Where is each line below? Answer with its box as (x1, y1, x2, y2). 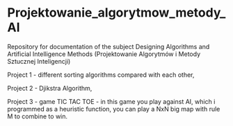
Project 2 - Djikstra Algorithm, (7, 84, 93, 92)
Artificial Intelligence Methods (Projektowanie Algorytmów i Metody (7, 50, 200, 58)
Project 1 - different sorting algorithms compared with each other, (7, 71, 195, 79)
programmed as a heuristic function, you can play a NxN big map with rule (7, 105, 220, 113)
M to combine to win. (7, 112, 68, 120)
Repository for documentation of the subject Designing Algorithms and (7, 42, 210, 51)
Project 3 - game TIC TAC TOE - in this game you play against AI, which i (7, 97, 216, 105)
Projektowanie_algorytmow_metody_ (7, 5, 226, 21)
